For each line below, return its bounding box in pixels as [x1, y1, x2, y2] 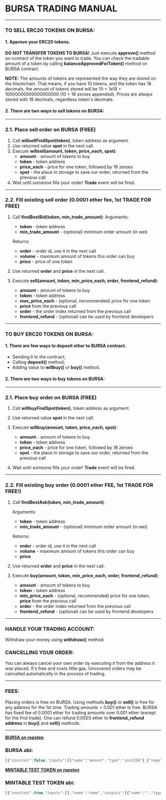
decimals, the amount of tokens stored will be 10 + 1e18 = [5, 86, 122, 92]
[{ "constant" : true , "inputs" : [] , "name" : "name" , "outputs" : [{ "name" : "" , [5, 791, 152, 796]
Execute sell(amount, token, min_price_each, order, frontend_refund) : [12, 278, 159, 284]
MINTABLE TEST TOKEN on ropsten [5, 767, 80, 773]
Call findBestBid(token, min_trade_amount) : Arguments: [12, 214, 129, 220]
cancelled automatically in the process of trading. [5, 671, 106, 677]
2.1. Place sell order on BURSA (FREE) [5, 126, 96, 133]
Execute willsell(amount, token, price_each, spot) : [12, 148, 117, 154]
